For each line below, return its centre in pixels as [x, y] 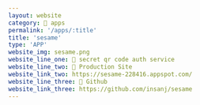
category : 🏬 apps [37, 23]
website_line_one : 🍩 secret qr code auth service [92, 60]
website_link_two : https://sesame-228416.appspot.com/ [100, 74]
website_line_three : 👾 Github [58, 81]
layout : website [35, 15]
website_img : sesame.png [49, 52]
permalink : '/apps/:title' [53, 30]
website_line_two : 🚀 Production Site [70, 67]
